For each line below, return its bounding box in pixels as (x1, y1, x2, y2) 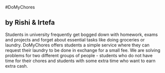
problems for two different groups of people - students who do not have (5, 52, 153, 58)
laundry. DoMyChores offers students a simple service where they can (5, 42, 150, 48)
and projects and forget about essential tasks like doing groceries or (5, 36, 145, 42)
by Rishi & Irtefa (5, 18, 55, 27)
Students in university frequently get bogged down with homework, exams (5, 32, 158, 37)
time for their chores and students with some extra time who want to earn (5, 58, 156, 64)
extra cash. (5, 63, 28, 69)
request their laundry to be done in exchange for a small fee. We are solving (5, 47, 161, 53)
